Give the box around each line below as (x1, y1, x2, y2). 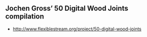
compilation (5, 12, 45, 21)
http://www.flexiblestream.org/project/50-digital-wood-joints (12, 26, 142, 32)
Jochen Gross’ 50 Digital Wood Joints (5, 4, 129, 13)
